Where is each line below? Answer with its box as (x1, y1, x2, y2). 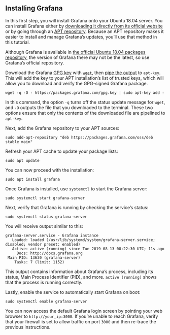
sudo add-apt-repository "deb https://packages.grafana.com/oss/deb (5, 135, 153, 140)
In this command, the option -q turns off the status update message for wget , (5, 99, 165, 105)
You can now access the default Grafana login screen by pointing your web (5, 308, 163, 314)
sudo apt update (5, 158, 40, 163)
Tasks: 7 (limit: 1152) (14, 259, 65, 264)
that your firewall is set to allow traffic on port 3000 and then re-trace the (5, 318, 156, 324)
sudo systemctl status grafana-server (5, 214, 87, 219)
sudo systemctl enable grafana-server (5, 299, 87, 304)
